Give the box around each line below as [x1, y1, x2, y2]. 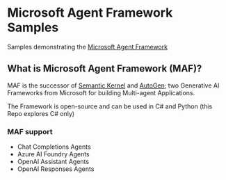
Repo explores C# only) [7, 109, 75, 117]
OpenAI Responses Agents [17, 165, 95, 173]
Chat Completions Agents [17, 142, 92, 151]
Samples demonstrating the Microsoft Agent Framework [7, 42, 168, 51]
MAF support [7, 126, 53, 136]
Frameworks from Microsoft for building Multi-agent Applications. [7, 88, 195, 97]
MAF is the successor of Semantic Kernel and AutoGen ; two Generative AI [7, 81, 220, 90]
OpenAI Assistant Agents [17, 158, 89, 166]
